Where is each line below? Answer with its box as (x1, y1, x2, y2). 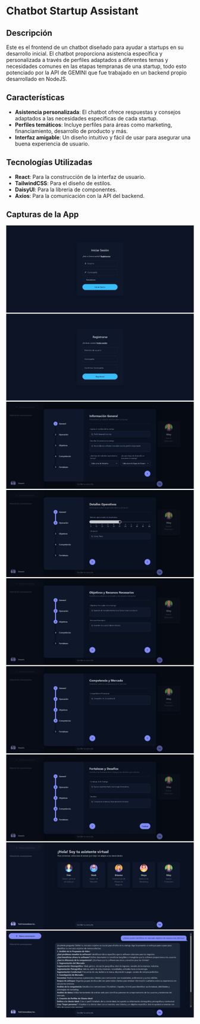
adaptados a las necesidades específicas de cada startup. (14, 114, 158, 122)
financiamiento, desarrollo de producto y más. (14, 127, 128, 135)
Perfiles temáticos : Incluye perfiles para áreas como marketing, (14, 121, 173, 128)
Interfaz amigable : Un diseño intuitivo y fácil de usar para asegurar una (14, 134, 191, 141)
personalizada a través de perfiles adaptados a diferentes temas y (6, 57, 168, 63)
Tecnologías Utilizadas (6, 157, 93, 167)
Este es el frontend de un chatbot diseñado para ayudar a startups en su (6, 44, 184, 51)
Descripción (6, 28, 52, 38)
